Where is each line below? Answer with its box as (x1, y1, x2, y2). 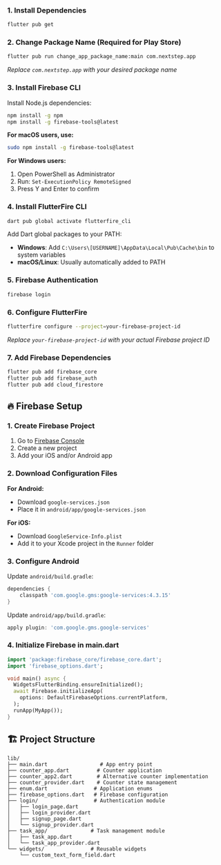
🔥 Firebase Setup (7, 400, 83, 412)
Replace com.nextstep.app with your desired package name (7, 66, 177, 74)
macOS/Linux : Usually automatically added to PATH (17, 258, 166, 266)
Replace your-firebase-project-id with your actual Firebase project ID (7, 336, 210, 344)
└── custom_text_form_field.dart (19, 852, 116, 859)
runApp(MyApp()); (13, 707, 64, 714)
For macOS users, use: (7, 130, 74, 139)
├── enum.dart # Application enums (7, 786, 153, 793)
